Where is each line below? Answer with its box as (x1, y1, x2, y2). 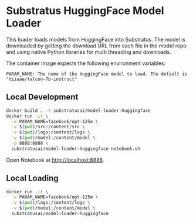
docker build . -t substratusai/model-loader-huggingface (6, 107, 151, 114)
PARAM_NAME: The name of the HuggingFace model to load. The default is (6, 71, 188, 77)
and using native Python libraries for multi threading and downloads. (6, 48, 171, 55)
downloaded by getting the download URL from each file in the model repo (6, 42, 187, 49)
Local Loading (6, 173, 59, 183)
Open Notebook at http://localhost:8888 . (6, 156, 104, 163)
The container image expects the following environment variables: (6, 60, 166, 67)
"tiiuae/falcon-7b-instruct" (6, 76, 77, 82)
